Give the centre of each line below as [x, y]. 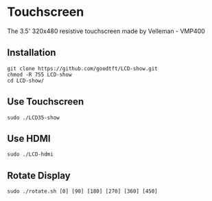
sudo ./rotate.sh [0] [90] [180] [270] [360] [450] [82, 191]
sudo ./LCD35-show [33, 118]
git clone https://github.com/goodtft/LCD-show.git [82, 68]
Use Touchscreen [46, 102]
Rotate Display [39, 175]
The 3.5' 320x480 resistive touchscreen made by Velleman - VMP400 [106, 31]
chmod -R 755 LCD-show [39, 74]
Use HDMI [29, 138]
